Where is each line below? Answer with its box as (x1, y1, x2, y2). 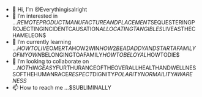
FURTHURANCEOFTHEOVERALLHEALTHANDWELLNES (56, 64, 196, 71)
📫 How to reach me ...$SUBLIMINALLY (12, 84, 112, 91)
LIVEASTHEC (162, 25, 196, 32)
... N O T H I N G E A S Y (12, 64, 56, 71)
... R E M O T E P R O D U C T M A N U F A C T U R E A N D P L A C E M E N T (12, 19, 151, 26)
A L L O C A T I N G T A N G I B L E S (99, 25, 163, 32)
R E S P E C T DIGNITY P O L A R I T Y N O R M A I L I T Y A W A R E (68, 71, 193, 77)
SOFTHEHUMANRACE (12, 71, 69, 77)
